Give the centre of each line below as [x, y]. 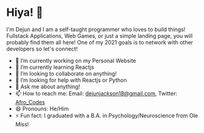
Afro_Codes [30, 102]
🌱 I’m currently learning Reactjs [55, 67]
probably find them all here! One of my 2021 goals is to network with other [100, 42]
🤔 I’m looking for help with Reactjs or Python [71, 80]
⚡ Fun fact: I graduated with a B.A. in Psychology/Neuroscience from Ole [107, 115]
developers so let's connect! [42, 49]
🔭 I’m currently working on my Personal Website [75, 60]
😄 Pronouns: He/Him [42, 109]
